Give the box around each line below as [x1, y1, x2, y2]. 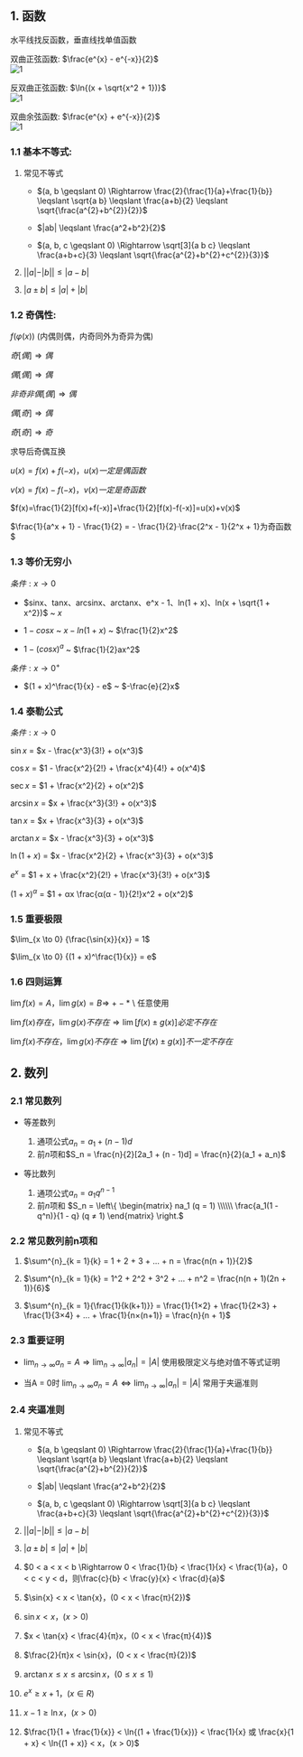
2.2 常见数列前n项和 [10, 1235, 98, 1248]
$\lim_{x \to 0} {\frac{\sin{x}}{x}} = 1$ [10, 933, 151, 944]
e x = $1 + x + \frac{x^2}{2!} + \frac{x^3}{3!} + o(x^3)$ [10, 868, 211, 880]
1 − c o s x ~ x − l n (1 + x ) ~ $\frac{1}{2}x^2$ [23, 624, 179, 635]
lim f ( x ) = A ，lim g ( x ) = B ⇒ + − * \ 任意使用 [10, 997, 170, 1009]
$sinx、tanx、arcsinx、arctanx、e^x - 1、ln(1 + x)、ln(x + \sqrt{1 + [23, 597, 271, 608]
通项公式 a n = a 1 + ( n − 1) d [36, 1136, 133, 1149]
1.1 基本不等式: [10, 145, 73, 158]
